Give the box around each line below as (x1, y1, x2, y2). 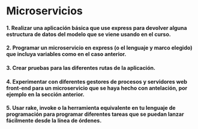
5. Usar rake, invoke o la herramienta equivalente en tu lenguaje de (6, 105, 176, 112)
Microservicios (6, 4, 83, 18)
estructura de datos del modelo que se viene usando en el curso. (6, 30, 171, 38)
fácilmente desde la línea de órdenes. (6, 117, 102, 124)
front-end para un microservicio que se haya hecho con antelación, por (6, 84, 188, 91)
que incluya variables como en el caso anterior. (6, 51, 127, 58)
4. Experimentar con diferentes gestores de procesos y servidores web (6, 78, 188, 85)
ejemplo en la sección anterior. (6, 91, 85, 98)
